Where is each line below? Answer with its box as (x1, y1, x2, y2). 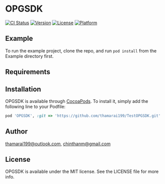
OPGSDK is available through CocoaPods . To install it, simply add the (5, 98, 148, 104)
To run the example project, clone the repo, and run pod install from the (5, 47, 157, 53)
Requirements (5, 68, 50, 76)
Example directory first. (5, 53, 54, 59)
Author (5, 127, 28, 136)
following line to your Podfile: (5, 103, 66, 109)
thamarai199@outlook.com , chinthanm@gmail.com (5, 141, 111, 147)
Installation (5, 85, 41, 93)
